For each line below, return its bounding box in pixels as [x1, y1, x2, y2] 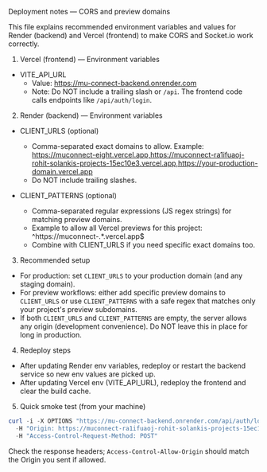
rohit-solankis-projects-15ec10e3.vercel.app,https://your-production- [31, 158, 258, 168]
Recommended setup [19, 256, 91, 265]
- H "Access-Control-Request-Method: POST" [15, 431, 158, 440]
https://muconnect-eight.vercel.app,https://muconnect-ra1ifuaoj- [31, 150, 245, 159]
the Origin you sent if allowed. [8, 454, 106, 464]
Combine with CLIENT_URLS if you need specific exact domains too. [31, 240, 256, 249]
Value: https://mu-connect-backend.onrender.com [31, 79, 197, 88]
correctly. [8, 39, 40, 49]
